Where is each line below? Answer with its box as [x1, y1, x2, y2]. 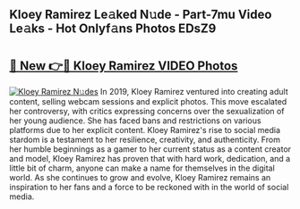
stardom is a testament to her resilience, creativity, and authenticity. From [9, 134, 280, 145]
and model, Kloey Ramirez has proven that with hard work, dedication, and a [9, 154, 291, 163]
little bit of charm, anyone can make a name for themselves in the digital [9, 163, 275, 173]
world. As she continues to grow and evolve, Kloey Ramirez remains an [9, 172, 271, 182]
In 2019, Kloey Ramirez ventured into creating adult [99, 87, 288, 96]
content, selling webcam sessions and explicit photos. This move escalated [9, 96, 287, 106]
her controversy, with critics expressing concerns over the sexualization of [9, 106, 285, 116]
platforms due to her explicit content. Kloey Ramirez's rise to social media [9, 125, 280, 135]
